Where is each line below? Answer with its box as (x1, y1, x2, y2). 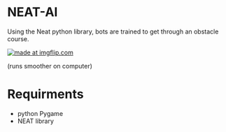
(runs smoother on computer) (7, 61, 93, 70)
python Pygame (17, 109, 64, 117)
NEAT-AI (7, 4, 58, 20)
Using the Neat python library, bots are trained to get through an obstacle (7, 27, 219, 36)
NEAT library (17, 117, 55, 125)
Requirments (7, 87, 84, 102)
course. (7, 34, 29, 43)
